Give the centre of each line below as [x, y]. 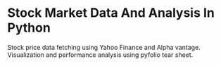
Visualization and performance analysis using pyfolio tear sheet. [100, 55]
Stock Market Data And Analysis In [111, 13]
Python [29, 28]
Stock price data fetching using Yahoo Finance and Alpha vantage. [104, 47]
